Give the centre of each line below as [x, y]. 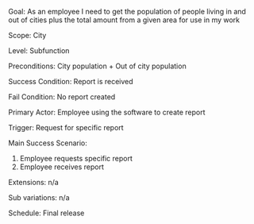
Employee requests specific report [76, 158]
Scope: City [27, 35]
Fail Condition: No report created [62, 97]
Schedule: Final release [46, 213]
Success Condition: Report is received [71, 81]
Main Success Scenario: [48, 143]
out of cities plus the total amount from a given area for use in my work [124, 20]
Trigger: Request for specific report [66, 127]
